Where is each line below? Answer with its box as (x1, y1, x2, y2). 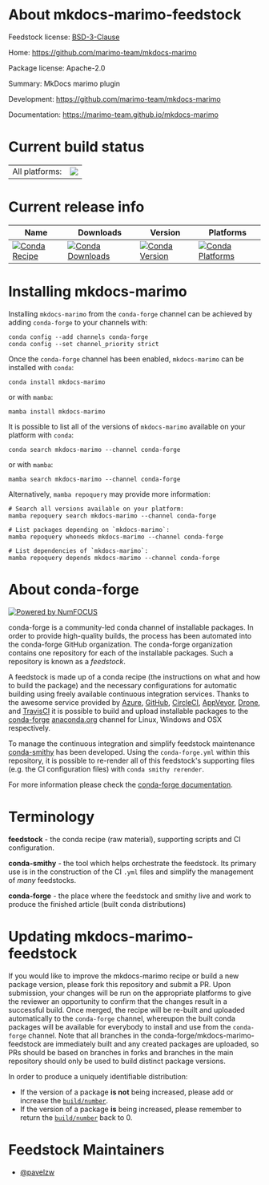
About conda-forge (8, 580, 139, 599)
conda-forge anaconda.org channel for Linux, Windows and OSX (8, 715, 223, 724)
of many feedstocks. (8, 875, 77, 885)
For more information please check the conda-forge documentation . (8, 780, 234, 789)
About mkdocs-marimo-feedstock (8, 6, 242, 24)
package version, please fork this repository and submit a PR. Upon (8, 979, 231, 989)
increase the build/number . (19, 1095, 109, 1105)
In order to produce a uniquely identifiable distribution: (8, 1071, 188, 1081)
